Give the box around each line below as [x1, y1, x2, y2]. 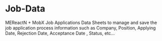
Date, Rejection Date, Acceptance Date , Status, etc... [5, 30, 115, 36]
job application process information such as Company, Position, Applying [5, 24, 156, 30]
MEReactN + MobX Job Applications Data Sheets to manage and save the [5, 19, 157, 25]
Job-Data [5, 3, 45, 14]
